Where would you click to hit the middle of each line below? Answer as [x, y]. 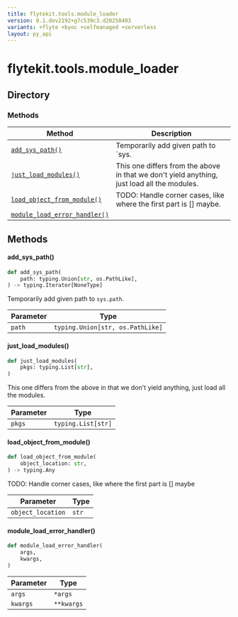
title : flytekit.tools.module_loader [63, 14]
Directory [29, 95]
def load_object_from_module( [52, 457]
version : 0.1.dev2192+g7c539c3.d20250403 [69, 21]
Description [171, 133]
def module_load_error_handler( [55, 546]
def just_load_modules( [42, 361]
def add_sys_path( [34, 272]
